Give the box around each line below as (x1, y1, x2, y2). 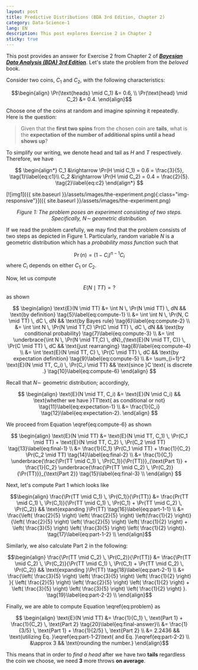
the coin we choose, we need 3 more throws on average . (6, 658, 146, 665)
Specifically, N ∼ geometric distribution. (51, 214, 148, 222)
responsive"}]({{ (6, 197, 46, 204)
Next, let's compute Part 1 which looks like (6, 482, 109, 489)
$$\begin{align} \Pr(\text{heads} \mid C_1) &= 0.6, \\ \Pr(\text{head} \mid (11, 89, 188, 96)
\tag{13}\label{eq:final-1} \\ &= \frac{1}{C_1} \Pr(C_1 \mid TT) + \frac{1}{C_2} (8, 445, 191, 452)
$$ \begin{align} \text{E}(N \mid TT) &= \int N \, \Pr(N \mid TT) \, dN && (12, 305, 186, 312)
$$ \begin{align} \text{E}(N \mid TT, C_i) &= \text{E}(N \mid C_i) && (17, 391, 181, 398)
